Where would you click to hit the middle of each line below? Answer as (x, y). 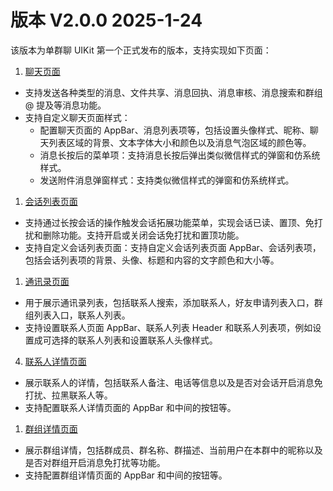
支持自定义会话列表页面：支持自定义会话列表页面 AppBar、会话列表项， (173, 247)
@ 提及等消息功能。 (65, 105)
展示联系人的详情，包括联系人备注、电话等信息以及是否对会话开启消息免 (173, 382)
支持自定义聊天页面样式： (77, 117)
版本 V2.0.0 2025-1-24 (106, 20)
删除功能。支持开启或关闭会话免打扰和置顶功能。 (143, 235)
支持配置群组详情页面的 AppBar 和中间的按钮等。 (126, 475)
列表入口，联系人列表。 (82, 315)
